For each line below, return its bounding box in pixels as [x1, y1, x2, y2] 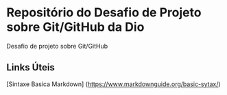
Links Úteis [6, 62, 56, 73]
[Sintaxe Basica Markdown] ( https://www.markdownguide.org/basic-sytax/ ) [6, 80, 221, 88]
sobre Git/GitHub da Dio [6, 19, 145, 35]
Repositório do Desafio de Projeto [6, 5, 202, 21]
